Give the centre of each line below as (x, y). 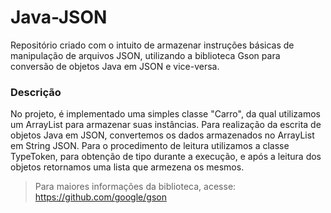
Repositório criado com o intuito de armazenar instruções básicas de (152, 45)
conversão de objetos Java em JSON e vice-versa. (115, 66)
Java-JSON (59, 17)
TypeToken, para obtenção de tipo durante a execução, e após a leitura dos (166, 157)
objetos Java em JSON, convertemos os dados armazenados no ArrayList (162, 135)
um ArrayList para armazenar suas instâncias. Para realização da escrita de (166, 125)
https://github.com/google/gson (100, 197)
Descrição (36, 92)
